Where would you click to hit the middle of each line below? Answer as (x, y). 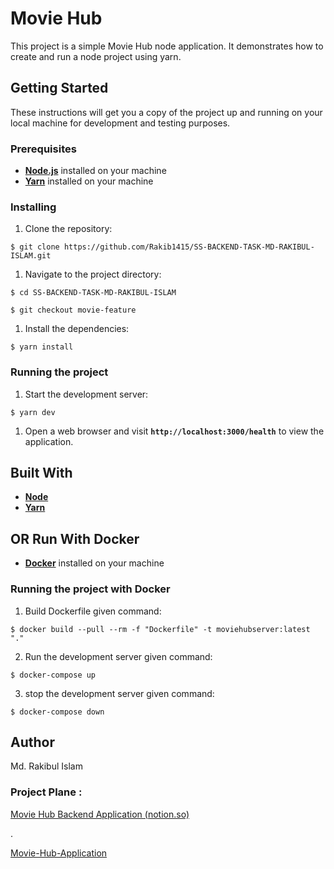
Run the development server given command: (118, 656)
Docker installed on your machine (94, 563)
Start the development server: (86, 394)
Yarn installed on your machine (89, 181)
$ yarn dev (33, 412)
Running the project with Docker (90, 589)
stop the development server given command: (119, 693)
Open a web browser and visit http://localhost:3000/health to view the (174, 431)
